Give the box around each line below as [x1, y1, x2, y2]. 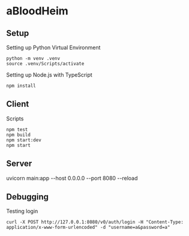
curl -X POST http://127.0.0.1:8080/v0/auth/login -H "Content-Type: [6, 219, 184, 225]
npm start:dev [6, 137, 42, 143]
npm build [6, 132, 31, 138]
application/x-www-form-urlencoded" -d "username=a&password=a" [6, 225, 170, 231]
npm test [6, 126, 28, 132]
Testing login [6, 208, 38, 215]
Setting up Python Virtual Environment [6, 44, 101, 51]
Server [6, 159, 32, 169]
